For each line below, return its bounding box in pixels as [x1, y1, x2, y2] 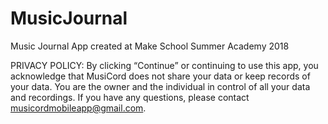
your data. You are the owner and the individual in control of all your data [10, 80, 311, 92]
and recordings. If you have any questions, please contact [10, 91, 250, 103]
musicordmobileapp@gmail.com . [10, 102, 147, 114]
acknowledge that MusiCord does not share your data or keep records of [10, 70, 311, 82]
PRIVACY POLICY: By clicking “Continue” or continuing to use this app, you [10, 59, 319, 71]
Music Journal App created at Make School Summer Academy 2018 [10, 40, 290, 52]
